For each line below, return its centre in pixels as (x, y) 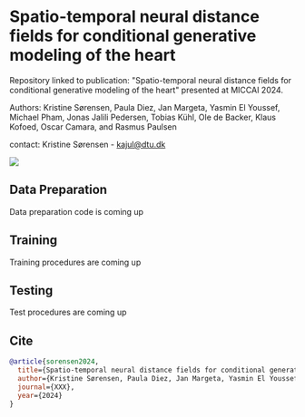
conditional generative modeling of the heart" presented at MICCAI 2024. (147, 90)
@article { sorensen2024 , (54, 362)
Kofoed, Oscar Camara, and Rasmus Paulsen (93, 126)
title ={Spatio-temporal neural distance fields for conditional (142, 370)
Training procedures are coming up (75, 262)
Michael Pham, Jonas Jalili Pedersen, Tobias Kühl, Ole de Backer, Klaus (143, 117)
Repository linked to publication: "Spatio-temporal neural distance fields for (151, 80)
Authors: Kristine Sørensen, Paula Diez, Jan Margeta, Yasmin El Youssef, (145, 107)
